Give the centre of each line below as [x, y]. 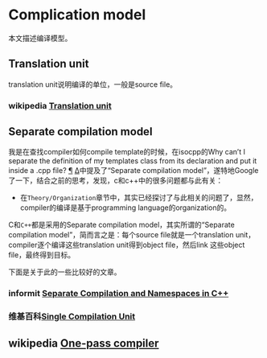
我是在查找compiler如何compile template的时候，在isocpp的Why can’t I [127, 152]
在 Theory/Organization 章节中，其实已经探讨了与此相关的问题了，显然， [139, 198]
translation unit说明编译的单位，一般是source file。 [93, 84]
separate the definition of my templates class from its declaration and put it [133, 161]
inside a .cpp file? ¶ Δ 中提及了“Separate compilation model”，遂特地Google [133, 171]
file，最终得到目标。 [42, 255]
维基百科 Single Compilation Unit [72, 317]
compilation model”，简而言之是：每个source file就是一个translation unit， [132, 235]
